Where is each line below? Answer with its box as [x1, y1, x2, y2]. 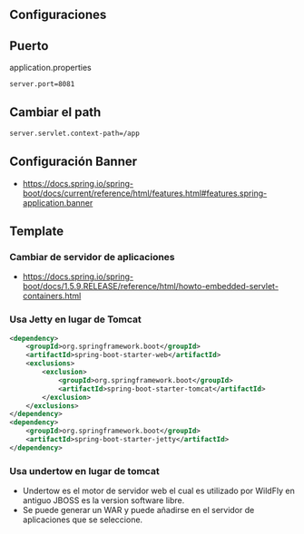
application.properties [9, 63, 93, 73]
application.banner [22, 197, 93, 208]
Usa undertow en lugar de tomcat [9, 464, 161, 477]
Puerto [9, 38, 49, 53]
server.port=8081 [9, 80, 75, 89]
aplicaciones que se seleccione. [22, 514, 143, 525]
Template [9, 223, 64, 238]
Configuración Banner [9, 154, 138, 170]
